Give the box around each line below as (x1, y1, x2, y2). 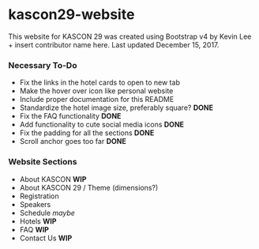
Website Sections (8, 157, 77, 168)
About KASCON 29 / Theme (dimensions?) (19, 183, 159, 192)
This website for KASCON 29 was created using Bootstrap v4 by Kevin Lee (8, 32, 252, 41)
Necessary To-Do (8, 59, 77, 70)
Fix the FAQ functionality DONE (19, 111, 122, 121)
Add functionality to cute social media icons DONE (19, 120, 184, 130)
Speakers (19, 199, 51, 209)
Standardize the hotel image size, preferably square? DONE (19, 103, 213, 112)
